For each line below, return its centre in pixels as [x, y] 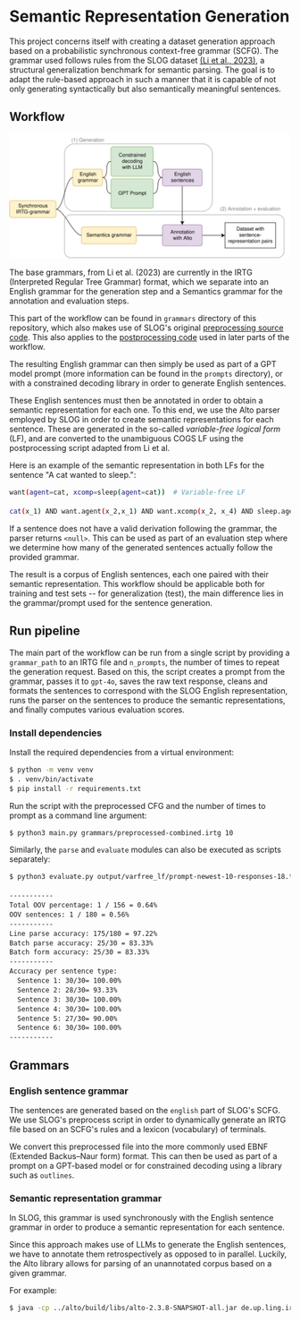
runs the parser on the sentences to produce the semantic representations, [147, 700]
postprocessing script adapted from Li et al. [90, 448]
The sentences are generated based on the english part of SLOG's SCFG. [145, 1110]
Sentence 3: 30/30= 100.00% [70, 1000]
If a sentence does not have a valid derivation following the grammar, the [143, 528]
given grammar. [38, 1274]
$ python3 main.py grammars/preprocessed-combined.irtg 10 [121, 833]
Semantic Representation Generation [150, 17]
